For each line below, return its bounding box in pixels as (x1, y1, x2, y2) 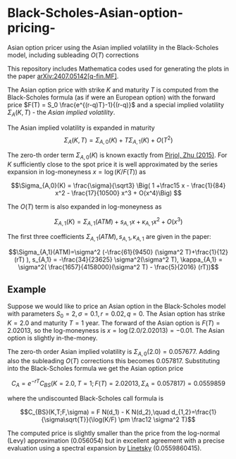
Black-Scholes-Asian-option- (7, 5, 184, 21)
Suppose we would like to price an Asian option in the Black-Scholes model (7, 302, 226, 311)
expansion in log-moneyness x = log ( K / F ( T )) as (7, 167, 147, 176)
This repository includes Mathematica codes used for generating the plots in (7, 64, 230, 73)
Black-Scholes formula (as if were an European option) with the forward (7, 93, 216, 102)
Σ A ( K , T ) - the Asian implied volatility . (7, 108, 116, 118)
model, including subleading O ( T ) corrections (7, 51, 139, 59)
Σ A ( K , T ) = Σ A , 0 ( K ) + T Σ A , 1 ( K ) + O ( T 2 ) (63, 134, 173, 146)
